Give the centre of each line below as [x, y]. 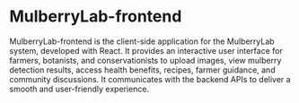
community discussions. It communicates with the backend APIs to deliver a [150, 79]
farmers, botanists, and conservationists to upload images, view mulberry [145, 60]
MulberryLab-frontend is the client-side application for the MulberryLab [142, 41]
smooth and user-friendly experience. [79, 89]
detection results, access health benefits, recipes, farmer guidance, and [142, 70]
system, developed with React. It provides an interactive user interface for [146, 50]
